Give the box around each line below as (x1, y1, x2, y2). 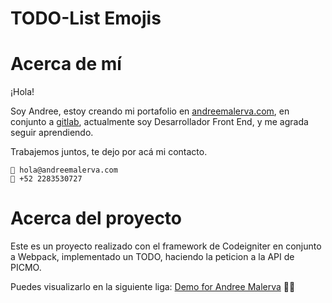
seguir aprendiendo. (10, 127, 94, 139)
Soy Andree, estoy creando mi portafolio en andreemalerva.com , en (10, 105, 290, 117)
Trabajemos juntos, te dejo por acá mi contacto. (10, 146, 208, 158)
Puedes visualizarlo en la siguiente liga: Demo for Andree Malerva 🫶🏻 (10, 281, 296, 293)
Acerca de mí (10, 53, 122, 76)
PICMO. (10, 262, 42, 274)
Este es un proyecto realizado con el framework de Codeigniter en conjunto (10, 240, 322, 252)
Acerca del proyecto (10, 207, 183, 230)
